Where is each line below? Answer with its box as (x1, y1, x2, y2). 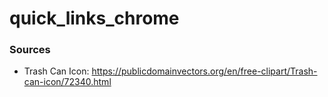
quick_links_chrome (9, 7, 180, 30)
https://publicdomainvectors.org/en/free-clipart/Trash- (91, 65, 318, 77)
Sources (9, 43, 51, 57)
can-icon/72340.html (23, 76, 112, 88)
